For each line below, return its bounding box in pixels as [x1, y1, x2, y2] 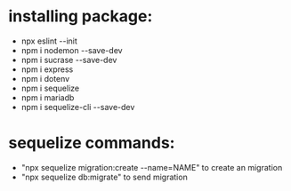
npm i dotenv [20, 73, 70, 84]
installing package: [8, 6, 153, 27]
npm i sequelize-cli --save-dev [20, 101, 135, 112]
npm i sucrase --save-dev [20, 54, 117, 65]
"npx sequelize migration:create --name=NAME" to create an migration [20, 162, 283, 172]
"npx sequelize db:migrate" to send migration [20, 171, 188, 182]
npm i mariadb [20, 92, 75, 103]
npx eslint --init [20, 36, 77, 46]
